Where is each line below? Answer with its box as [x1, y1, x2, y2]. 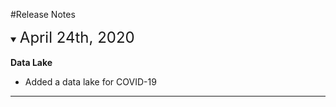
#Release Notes [10, 9, 76, 20]
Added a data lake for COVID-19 [24, 76, 157, 88]
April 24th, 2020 [19, 28, 135, 47]
